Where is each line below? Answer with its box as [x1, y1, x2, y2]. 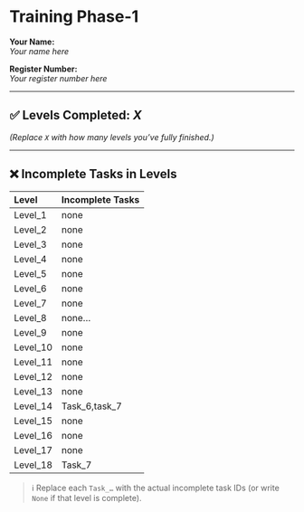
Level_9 [14, 326, 47, 338]
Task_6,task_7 [62, 400, 122, 412]
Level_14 [14, 400, 52, 412]
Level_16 [14, 429, 52, 441]
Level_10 [14, 341, 52, 354]
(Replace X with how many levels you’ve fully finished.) [9, 131, 214, 142]
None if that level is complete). [31, 492, 142, 503]
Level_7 [14, 297, 47, 309]
